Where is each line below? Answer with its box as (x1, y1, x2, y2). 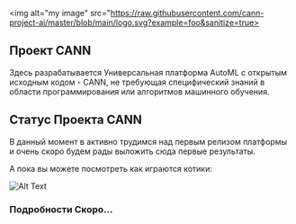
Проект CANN (9, 43, 92, 58)
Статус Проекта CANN (9, 112, 142, 128)
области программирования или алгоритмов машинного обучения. (9, 85, 270, 97)
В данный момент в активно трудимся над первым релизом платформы (9, 136, 288, 147)
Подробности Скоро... (9, 202, 113, 215)
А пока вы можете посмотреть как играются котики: (9, 163, 213, 174)
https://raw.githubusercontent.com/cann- (110, 8, 265, 18)
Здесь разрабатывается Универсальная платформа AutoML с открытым (9, 67, 288, 77)
